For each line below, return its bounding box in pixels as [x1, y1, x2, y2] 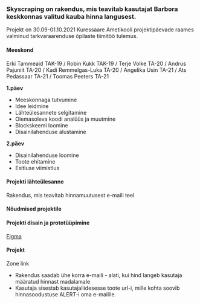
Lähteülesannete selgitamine [15, 109, 87, 116]
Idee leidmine [15, 102, 49, 110]
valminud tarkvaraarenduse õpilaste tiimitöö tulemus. [6, 33, 138, 40]
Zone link [6, 260, 30, 267]
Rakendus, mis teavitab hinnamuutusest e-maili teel [6, 191, 135, 199]
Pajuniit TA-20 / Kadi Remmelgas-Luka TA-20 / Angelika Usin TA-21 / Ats [6, 66, 187, 74]
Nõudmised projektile [6, 205, 62, 212]
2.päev [6, 139, 25, 147]
